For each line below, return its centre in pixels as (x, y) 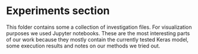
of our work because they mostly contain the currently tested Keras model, (98, 39)
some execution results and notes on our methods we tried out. (83, 46)
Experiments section (58, 11)
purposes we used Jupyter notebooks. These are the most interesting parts (98, 33)
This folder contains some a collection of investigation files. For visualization (99, 27)
